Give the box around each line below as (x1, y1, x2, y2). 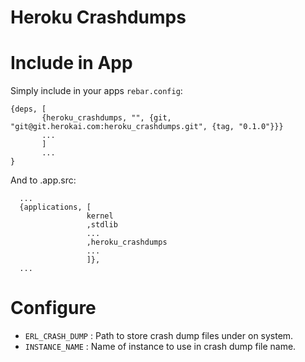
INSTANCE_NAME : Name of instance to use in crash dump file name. (24, 341, 297, 353)
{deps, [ (10, 104, 47, 115)
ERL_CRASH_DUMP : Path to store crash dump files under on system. (24, 330, 294, 342)
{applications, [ (19, 202, 92, 213)
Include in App (10, 52, 133, 75)
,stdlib (86, 220, 118, 230)
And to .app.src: (10, 174, 77, 186)
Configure (10, 297, 97, 320)
